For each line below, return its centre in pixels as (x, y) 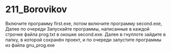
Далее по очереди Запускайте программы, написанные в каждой (77, 29)
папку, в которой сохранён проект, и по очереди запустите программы (83, 40)
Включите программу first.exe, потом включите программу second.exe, (84, 23)
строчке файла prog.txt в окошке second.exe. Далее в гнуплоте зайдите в (86, 34)
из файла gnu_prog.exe (30, 45)
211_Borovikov (36, 9)
